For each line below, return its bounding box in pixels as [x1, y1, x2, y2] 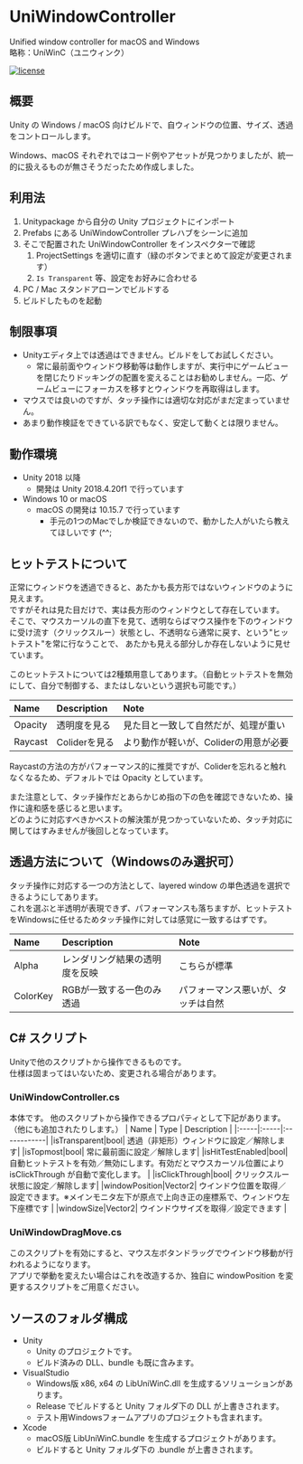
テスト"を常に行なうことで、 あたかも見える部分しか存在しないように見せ [16, 638, 291, 648]
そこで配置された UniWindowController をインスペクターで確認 [22, 238, 255, 250]
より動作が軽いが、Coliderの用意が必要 [123, 736, 289, 748]
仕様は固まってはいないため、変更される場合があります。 [9, 1067, 222, 1078]
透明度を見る [56, 719, 111, 732]
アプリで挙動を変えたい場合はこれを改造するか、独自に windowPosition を [9, 1270, 286, 1281]
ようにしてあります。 [24, 891, 104, 902]
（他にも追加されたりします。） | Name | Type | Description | [9, 1123, 233, 1134]
